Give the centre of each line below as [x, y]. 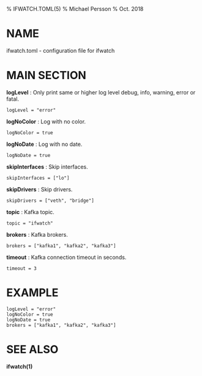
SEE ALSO [32, 350]
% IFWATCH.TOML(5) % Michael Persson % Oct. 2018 [75, 9]
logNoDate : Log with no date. [44, 144]
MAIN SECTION [47, 75]
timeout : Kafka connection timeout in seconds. [66, 257]
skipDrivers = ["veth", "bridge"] [50, 201]
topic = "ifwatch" [30, 223]
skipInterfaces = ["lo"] [38, 178]
